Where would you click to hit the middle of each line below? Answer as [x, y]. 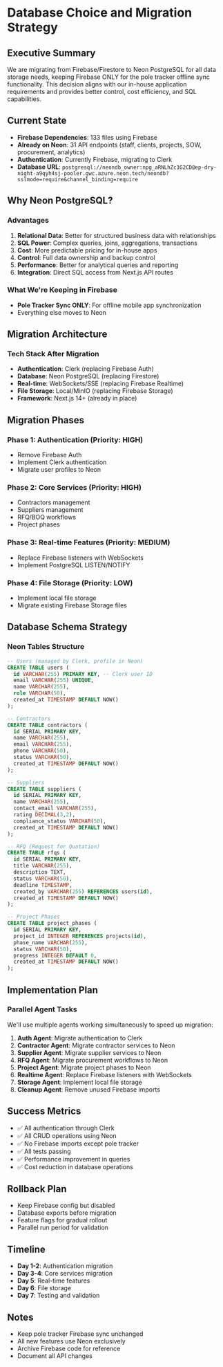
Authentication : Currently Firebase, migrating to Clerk [95, 159]
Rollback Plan [37, 1189]
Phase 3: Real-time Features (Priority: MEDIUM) [89, 542]
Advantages [28, 221]
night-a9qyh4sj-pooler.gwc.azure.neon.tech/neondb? [93, 173]
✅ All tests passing [44, 1151]
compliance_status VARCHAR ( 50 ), [60, 821]
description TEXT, [40, 872]
